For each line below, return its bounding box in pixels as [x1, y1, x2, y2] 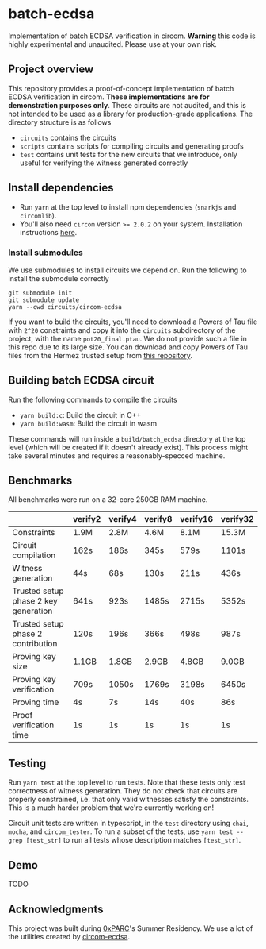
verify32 [220, 514, 254, 525]
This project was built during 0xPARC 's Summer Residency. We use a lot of [8, 923, 253, 933]
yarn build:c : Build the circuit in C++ [19, 410, 142, 419]
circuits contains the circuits [19, 133, 117, 142]
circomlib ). [19, 210, 57, 220]
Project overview [8, 63, 94, 76]
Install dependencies [8, 181, 114, 195]
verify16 [180, 514, 214, 525]
